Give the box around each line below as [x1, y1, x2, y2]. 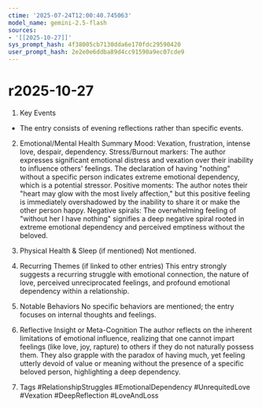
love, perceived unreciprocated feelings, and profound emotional [19, 277, 231, 287]
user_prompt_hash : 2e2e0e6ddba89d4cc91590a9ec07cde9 [8, 48, 185, 56]
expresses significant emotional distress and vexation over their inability [19, 155, 254, 165]
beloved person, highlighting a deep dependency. [19, 367, 181, 376]
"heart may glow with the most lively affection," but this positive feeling [19, 188, 250, 198]
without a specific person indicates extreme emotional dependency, [19, 172, 240, 181]
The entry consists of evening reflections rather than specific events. [19, 123, 244, 132]
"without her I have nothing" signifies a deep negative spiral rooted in [19, 213, 245, 223]
